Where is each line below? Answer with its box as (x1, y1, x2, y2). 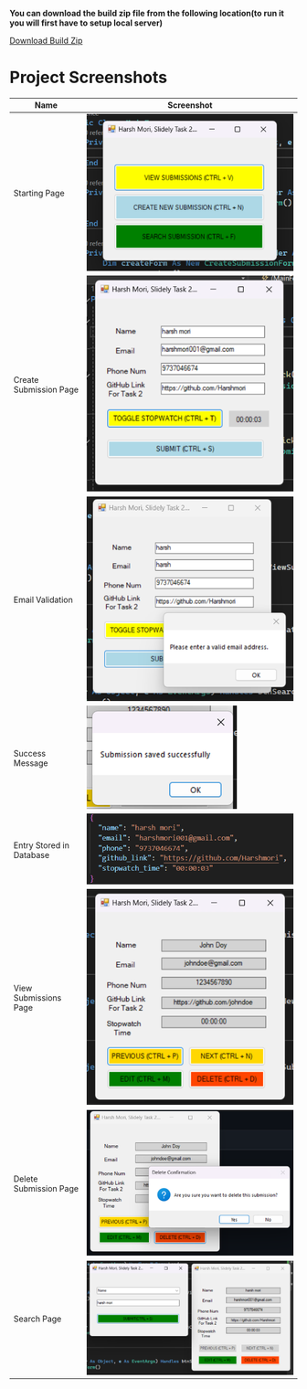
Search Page (13, 1313, 62, 1324)
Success (13, 748, 47, 758)
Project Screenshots (9, 68, 167, 88)
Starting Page (13, 187, 66, 199)
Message (13, 758, 48, 769)
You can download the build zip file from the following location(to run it (9, 8, 285, 18)
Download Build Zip (9, 36, 83, 46)
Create (13, 374, 39, 385)
